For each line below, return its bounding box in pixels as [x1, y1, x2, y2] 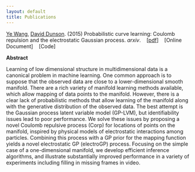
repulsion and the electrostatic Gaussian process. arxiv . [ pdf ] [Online [6, 36, 182, 43]
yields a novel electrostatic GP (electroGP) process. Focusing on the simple [6, 140, 189, 147]
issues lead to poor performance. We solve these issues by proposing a [6, 115, 180, 122]
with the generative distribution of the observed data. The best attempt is [6, 103, 183, 110]
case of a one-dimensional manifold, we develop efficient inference [6, 146, 170, 153]
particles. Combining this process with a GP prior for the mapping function [6, 134, 186, 141]
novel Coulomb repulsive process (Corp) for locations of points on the [6, 122, 176, 129]
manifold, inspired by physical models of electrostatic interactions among [6, 127, 184, 135]
